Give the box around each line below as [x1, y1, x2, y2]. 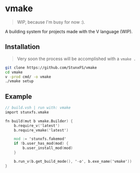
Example [5, 92, 32, 101]
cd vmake [5, 69, 23, 75]
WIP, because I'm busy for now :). [17, 19, 85, 25]
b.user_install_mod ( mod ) [22, 146, 73, 151]
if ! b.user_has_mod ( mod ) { [14, 141, 69, 146]
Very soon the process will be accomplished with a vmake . [17, 56, 136, 62]
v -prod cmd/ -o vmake [5, 74, 51, 79]
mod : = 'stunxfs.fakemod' [14, 136, 67, 142]
